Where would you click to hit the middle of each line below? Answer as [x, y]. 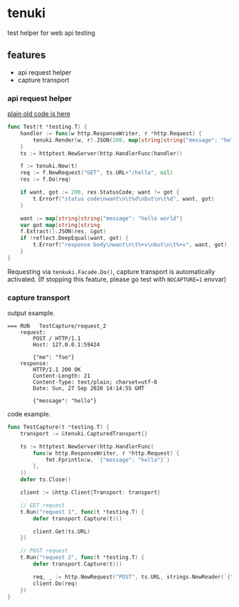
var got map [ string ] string [60, 225]
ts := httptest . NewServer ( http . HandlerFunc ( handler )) [101, 153]
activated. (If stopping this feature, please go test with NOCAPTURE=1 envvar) [117, 279]
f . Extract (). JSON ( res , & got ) [63, 232]
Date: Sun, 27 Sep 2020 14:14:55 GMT [89, 389]
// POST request [44, 551]
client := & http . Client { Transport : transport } [90, 492]
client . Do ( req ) [55, 584]
